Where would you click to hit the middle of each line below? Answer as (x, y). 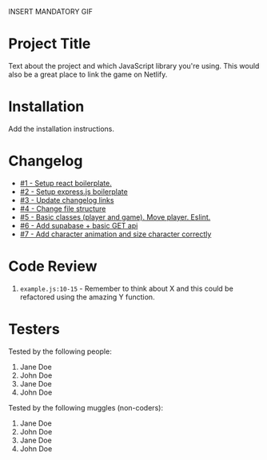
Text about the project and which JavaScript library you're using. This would (134, 65)
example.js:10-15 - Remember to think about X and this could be (126, 288)
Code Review (53, 266)
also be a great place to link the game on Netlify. (88, 74)
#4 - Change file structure (63, 208)
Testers (34, 329)
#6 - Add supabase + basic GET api (79, 225)
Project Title (50, 44)
